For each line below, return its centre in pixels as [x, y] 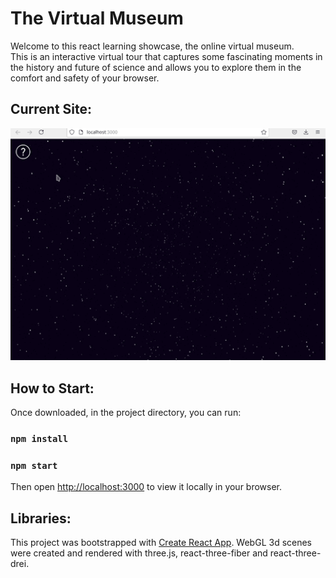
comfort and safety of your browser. [85, 78]
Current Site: [51, 109]
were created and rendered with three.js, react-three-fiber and [139, 553]
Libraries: [41, 518]
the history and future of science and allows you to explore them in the [156, 67]
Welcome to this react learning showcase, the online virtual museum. [152, 46]
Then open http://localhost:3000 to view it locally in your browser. [146, 487]
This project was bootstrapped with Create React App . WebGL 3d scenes [161, 543]
